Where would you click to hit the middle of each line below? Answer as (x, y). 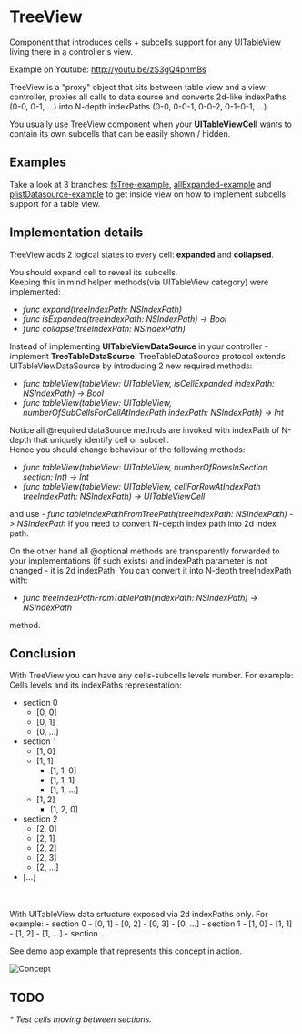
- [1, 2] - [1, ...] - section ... (58, 934)
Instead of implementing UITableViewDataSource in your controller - (139, 346)
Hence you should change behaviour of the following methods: (127, 450)
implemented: (35, 291)
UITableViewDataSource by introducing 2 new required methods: (131, 366)
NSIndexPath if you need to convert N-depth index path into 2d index (147, 523)
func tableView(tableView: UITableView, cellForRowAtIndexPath (141, 486)
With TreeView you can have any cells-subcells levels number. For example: (151, 676)
